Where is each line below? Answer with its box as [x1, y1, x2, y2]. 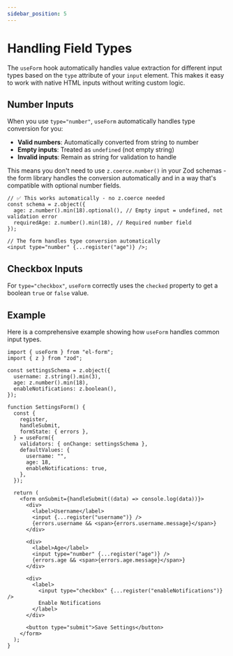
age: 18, [25, 459, 52, 466]
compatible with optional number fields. [7, 181, 121, 190]
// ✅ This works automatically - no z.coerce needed [7, 195, 165, 202]
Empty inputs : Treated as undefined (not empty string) [17, 145, 174, 154]
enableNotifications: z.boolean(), [13, 385, 117, 392]
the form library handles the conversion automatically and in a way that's [7, 174, 216, 183]
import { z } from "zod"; [7, 355, 82, 362]
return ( [13, 490, 39, 497]
